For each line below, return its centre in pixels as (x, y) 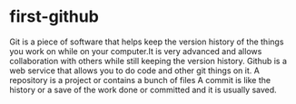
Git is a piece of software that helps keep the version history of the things (147, 42)
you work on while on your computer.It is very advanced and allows (136, 51)
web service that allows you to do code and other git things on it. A (135, 71)
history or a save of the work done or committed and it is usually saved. (143, 90)
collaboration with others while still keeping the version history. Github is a (148, 61)
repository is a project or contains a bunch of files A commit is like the (140, 80)
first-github (54, 17)
